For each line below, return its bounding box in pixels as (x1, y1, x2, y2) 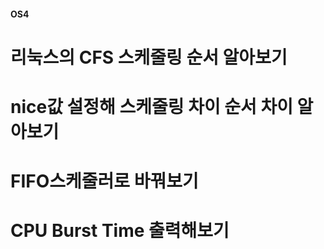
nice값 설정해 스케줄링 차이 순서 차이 (10, 95, 293, 118)
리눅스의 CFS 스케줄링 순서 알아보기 (10, 46, 288, 69)
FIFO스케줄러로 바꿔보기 (10, 170, 199, 193)
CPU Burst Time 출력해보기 (10, 220, 230, 242)
